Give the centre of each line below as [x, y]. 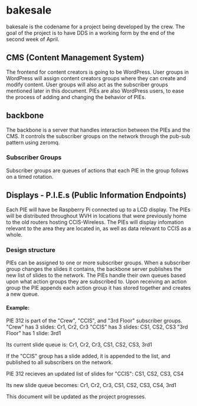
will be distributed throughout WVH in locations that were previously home [96, 215]
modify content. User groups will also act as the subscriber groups [87, 84]
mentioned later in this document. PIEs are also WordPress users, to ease [95, 91]
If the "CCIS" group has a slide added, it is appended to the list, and [88, 356]
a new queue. [23, 294]
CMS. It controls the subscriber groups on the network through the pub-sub [98, 136]
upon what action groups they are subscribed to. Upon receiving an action [96, 281]
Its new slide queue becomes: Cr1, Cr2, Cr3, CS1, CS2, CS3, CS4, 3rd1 [91, 385]
